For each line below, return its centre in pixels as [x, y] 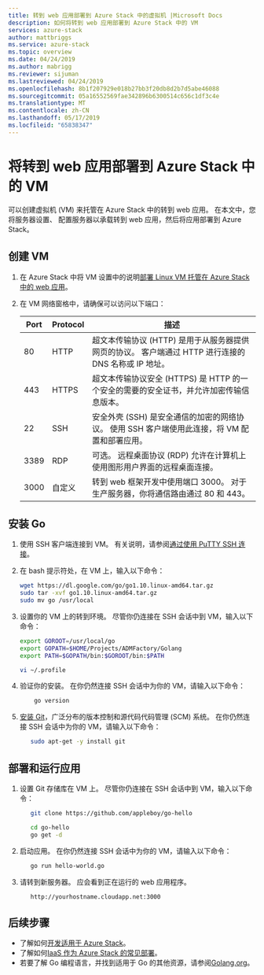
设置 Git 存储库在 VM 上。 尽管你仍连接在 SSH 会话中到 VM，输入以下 [132, 788]
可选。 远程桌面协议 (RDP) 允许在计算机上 [169, 455]
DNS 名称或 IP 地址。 [130, 364]
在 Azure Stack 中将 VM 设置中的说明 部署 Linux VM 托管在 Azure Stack [134, 277]
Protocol [68, 324]
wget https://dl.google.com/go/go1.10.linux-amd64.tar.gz [116, 586]
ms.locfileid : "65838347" [50, 125]
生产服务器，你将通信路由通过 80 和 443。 [170, 493]
